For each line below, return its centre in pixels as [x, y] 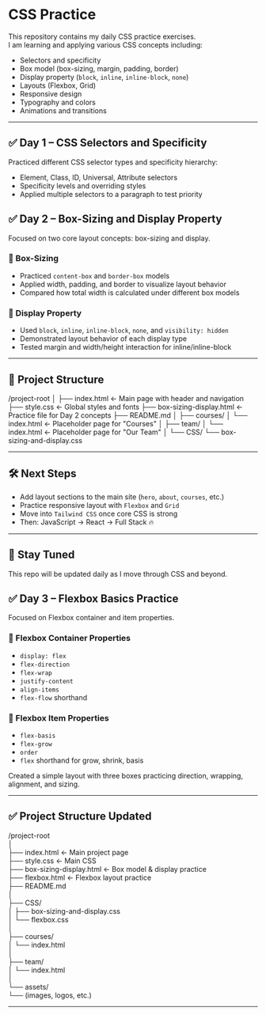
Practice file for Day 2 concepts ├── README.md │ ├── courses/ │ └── [128, 415]
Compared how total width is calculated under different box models [129, 292]
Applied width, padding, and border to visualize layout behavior [123, 284]
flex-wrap [36, 673]
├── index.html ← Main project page [68, 852]
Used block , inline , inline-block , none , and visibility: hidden [124, 331]
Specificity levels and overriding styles [83, 186]
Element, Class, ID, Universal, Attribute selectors [99, 177]
